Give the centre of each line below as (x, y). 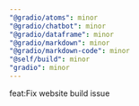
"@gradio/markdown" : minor (60, 43)
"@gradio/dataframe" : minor (62, 34)
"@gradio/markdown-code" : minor (69, 51)
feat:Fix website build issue (60, 93)
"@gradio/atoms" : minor (54, 18)
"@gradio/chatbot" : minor (57, 26)
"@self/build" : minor (50, 59)
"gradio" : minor (39, 68)
